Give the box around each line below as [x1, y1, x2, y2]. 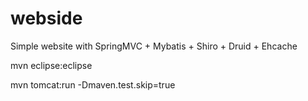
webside [10, 7, 83, 30]
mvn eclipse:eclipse [10, 59, 93, 71]
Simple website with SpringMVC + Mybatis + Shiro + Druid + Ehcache [10, 40, 298, 52]
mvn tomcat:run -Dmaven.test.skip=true [10, 78, 176, 91]
